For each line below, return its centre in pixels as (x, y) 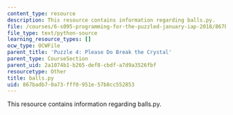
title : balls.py (31, 78)
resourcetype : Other (37, 71)
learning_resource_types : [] (49, 39)
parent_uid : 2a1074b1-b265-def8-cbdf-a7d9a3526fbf (82, 65)
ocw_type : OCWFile (34, 46)
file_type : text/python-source (52, 33)
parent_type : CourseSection (48, 59)
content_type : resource (42, 14)
